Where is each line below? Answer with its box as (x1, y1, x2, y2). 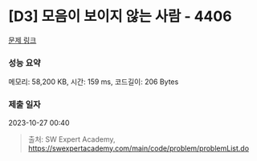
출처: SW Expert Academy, (27, 134, 116, 144)
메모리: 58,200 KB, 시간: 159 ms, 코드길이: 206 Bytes (8, 77, 179, 87)
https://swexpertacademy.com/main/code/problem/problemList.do (27, 143, 250, 153)
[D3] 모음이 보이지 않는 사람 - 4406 (8, 7, 232, 26)
